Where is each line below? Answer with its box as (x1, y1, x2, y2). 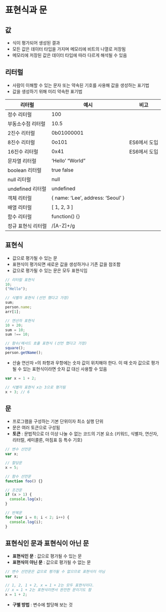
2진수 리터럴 (7, 129, 36, 136)
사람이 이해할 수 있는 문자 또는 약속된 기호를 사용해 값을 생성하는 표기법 (12, 82, 150, 88)
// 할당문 (5, 460, 22, 466)
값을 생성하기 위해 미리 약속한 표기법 (12, 88, 83, 94)
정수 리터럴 (7, 111, 32, 118)
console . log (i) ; (9, 519, 43, 524)
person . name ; (5, 305, 32, 310)
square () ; (5, 345, 26, 351)
